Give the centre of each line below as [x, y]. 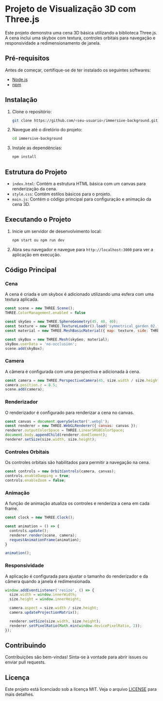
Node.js [20, 79]
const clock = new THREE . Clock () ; [40, 518]
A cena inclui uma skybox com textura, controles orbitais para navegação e [80, 38]
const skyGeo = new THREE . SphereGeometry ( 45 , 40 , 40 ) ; [62, 322]
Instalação [21, 100]
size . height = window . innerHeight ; [45, 599]
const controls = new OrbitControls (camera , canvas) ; [61, 471]
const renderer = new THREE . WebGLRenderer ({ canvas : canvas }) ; [71, 426]
